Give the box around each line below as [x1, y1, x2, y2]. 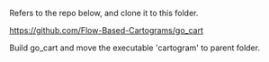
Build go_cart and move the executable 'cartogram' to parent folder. [9, 42, 261, 53]
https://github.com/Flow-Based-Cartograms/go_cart [9, 25, 204, 35]
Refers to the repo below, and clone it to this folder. [9, 8, 199, 18]
